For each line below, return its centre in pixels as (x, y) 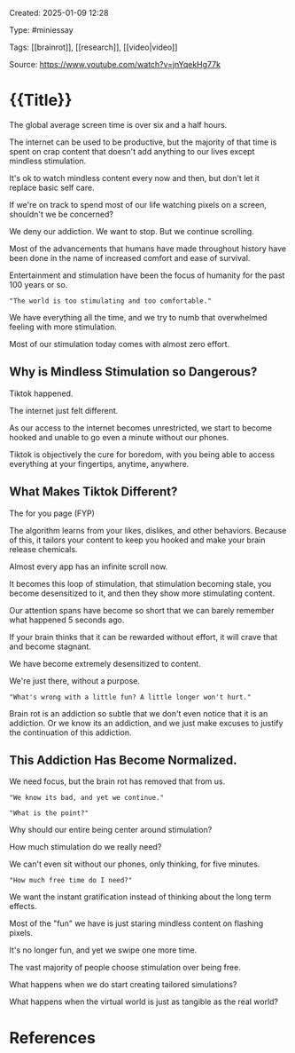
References (52, 1037)
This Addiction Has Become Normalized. (123, 760)
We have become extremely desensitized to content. (105, 663)
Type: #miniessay (41, 30)
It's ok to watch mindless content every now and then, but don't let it (134, 178)
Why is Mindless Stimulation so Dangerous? (133, 372)
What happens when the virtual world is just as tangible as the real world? (144, 1002)
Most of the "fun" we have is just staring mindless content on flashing (136, 923)
